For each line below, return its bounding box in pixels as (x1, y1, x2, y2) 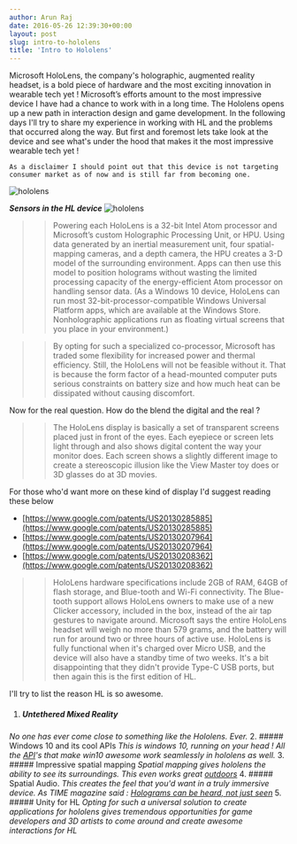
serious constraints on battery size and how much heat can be (52, 378, 281, 390)
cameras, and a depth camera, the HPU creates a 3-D (87, 249, 283, 259)
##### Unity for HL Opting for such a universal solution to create (9, 797, 247, 808)
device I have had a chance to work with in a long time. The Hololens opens (9, 98, 285, 109)
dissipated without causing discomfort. (52, 388, 195, 399)
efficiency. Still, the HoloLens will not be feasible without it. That (52, 360, 286, 370)
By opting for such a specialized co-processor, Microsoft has (52, 341, 276, 352)
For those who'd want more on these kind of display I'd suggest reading (9, 486, 271, 497)
